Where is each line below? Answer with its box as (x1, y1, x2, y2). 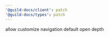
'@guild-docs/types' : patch (5, 12, 66, 17)
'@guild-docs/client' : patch (5, 7, 68, 13)
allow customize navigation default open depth (5, 26, 104, 32)
